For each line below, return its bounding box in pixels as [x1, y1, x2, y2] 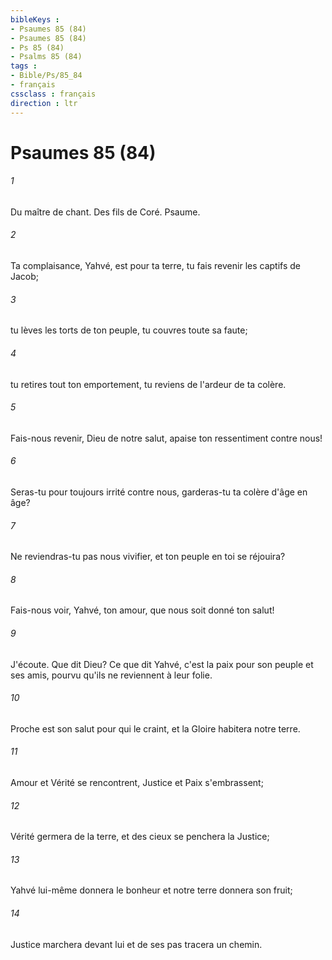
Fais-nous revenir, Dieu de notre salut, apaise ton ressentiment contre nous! [10, 432, 323, 444]
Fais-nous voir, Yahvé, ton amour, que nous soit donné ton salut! [10, 604, 275, 616]
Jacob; [10, 271, 40, 283]
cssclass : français [10, 89, 97, 99]
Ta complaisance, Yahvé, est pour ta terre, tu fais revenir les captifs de [10, 260, 301, 272]
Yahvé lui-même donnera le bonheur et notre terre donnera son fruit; [10, 884, 293, 896]
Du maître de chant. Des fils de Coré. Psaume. [10, 206, 201, 218]
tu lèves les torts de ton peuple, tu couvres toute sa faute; [10, 324, 248, 336]
